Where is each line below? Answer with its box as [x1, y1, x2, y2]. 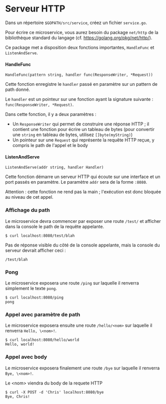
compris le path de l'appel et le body [12, 143, 88, 149]
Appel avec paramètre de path [5, 311, 80, 318]
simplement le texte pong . [5, 285, 57, 291]
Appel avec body [5, 353, 47, 360]
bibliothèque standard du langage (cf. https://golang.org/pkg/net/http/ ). [5, 35, 152, 41]
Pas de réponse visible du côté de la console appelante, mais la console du [5, 242, 160, 248]
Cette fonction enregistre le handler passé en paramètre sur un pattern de [5, 81, 158, 87]
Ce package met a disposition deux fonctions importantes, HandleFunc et [5, 44, 154, 50]
